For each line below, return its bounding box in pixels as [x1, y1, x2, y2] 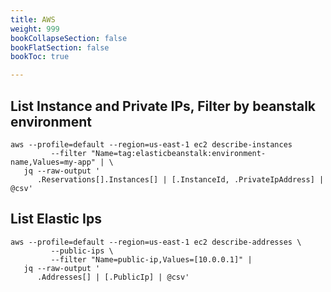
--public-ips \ [50, 246, 114, 256]
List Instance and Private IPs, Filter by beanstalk [10, 97, 317, 115]
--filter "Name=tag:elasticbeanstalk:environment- [50, 148, 267, 158]
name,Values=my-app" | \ [10, 157, 114, 167]
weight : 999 [10, 24, 60, 34]
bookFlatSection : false [10, 42, 110, 53]
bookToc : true [10, 52, 70, 62]
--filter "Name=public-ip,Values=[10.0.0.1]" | [50, 254, 253, 265]
